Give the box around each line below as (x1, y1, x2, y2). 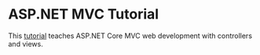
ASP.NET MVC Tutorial (8, 5, 159, 23)
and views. (8, 39, 43, 48)
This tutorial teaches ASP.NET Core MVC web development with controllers (8, 31, 253, 40)
